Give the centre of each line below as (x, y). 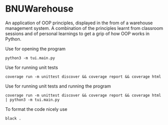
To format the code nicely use (36, 109)
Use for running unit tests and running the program (58, 86)
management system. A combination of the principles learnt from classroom (84, 28)
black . (13, 118)
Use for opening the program (35, 49)
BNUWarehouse (39, 9)
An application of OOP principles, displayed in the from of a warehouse (79, 23)
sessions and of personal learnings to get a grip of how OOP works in (77, 33)
